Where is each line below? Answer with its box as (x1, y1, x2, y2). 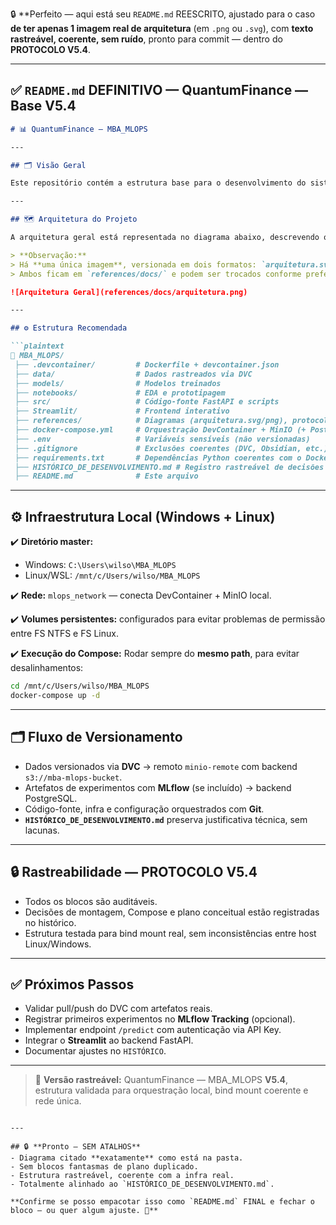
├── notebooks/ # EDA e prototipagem (14, 388, 226, 398)
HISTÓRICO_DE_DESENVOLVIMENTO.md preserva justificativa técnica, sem (24, 813, 308, 825)
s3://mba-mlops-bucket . (24, 771, 123, 783)
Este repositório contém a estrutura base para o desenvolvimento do (10, 178, 307, 188)
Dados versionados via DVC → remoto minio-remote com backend (24, 760, 298, 772)
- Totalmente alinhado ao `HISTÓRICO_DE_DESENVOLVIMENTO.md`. (10, 1179, 275, 1190)
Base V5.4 (10, 98, 77, 115)
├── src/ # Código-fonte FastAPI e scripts (14, 397, 280, 407)
